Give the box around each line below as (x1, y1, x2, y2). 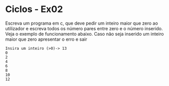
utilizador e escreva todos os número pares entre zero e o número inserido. (5, 25, 163, 31)
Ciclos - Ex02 (5, 4, 63, 15)
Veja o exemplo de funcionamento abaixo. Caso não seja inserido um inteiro (5, 31, 164, 37)
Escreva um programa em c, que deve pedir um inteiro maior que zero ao (5, 20, 158, 26)
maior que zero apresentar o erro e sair (5, 36, 87, 42)
